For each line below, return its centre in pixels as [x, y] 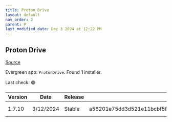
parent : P [16, 24]
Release [74, 97]
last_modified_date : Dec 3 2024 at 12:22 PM [53, 29]
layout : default [23, 15]
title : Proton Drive [27, 10]
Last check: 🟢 [20, 82]
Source [13, 62]
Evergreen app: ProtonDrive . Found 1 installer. [54, 72]
